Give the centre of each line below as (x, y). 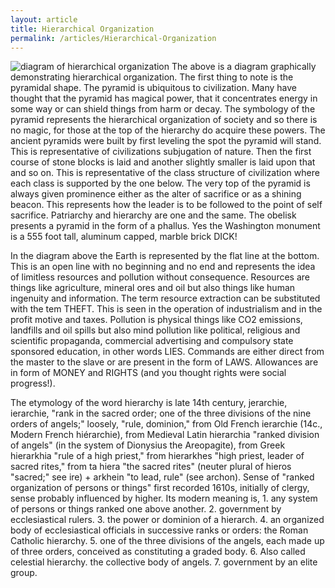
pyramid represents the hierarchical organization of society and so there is (164, 120)
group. (24, 573)
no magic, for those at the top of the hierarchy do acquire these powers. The (168, 130)
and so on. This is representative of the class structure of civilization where (165, 173)
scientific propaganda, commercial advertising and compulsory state (152, 341)
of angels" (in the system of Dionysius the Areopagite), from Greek (148, 445)
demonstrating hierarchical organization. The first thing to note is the (152, 77)
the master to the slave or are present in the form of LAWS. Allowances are (164, 362)
